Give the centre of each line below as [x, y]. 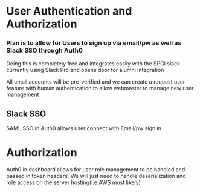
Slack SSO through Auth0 [45, 51]
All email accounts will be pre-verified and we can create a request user [96, 82]
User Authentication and [69, 11]
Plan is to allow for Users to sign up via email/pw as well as [94, 43]
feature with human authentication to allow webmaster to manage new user [100, 88]
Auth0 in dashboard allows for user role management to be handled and [96, 170]
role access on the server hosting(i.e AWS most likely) [73, 182]
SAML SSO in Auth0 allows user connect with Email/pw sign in [84, 128]
